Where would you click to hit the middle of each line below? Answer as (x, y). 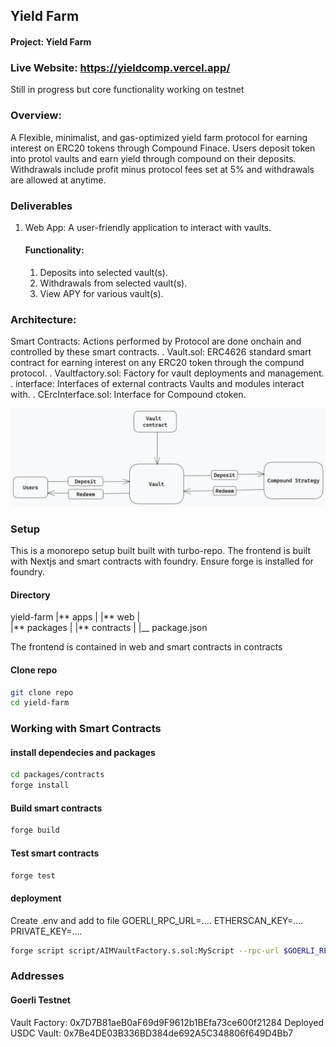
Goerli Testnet (40, 1000)
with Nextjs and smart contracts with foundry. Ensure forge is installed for (162, 561)
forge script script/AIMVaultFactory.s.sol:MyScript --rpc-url (145, 950)
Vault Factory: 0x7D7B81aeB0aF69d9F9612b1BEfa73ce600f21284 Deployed (167, 1022)
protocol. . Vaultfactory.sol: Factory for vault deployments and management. (167, 373)
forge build (35, 830)
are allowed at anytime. (58, 180)
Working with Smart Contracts (86, 729)
